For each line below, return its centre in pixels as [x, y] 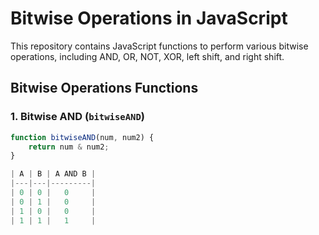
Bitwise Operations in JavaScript [149, 18]
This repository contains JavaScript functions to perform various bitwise [159, 46]
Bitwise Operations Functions [104, 88]
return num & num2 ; [69, 147]
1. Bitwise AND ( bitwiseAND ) [78, 117]
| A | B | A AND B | [53, 174]
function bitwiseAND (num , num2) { [82, 137]
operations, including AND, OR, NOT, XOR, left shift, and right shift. [147, 56]
